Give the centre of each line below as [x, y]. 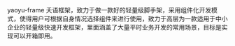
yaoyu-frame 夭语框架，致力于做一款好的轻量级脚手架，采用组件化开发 [109, 10]
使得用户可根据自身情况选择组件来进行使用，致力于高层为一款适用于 [117, 19]
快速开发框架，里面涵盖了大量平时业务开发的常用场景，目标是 [133, 27]
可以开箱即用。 [35, 36]
